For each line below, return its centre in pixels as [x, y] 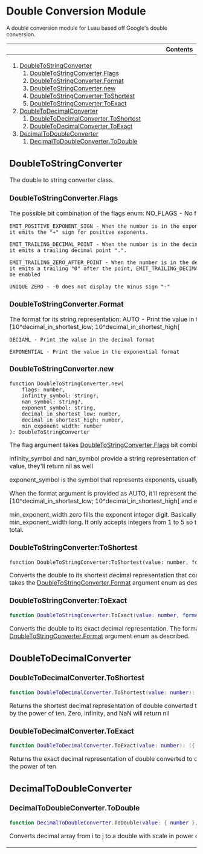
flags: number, [43, 390]
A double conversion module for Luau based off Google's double [87, 28]
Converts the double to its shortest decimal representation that [98, 575]
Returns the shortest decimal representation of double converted [101, 706]
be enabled [25, 275]
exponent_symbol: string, [59, 408]
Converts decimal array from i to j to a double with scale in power [101, 836]
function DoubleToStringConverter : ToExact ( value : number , [95, 615]
